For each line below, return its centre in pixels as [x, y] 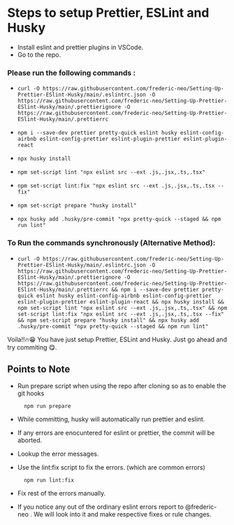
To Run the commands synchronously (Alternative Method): [111, 243]
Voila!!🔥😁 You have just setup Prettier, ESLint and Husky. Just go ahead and [117, 339]
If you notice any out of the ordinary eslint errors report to [100, 507]
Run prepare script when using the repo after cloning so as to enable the [122, 386]
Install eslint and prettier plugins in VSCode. [80, 47]
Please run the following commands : [72, 73]
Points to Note [39, 369]
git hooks [31, 393]
